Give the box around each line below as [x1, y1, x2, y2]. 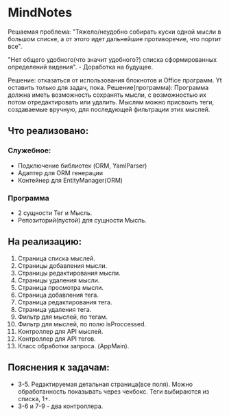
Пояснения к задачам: [8, 362, 110, 374]
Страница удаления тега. [17, 305, 92, 313]
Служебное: [8, 146, 51, 155]
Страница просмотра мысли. [17, 283, 104, 291]
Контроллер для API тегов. [17, 335, 97, 343]
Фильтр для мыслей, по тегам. [17, 313, 108, 321]
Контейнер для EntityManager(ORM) [17, 176, 123, 184]
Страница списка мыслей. [17, 254, 95, 262]
